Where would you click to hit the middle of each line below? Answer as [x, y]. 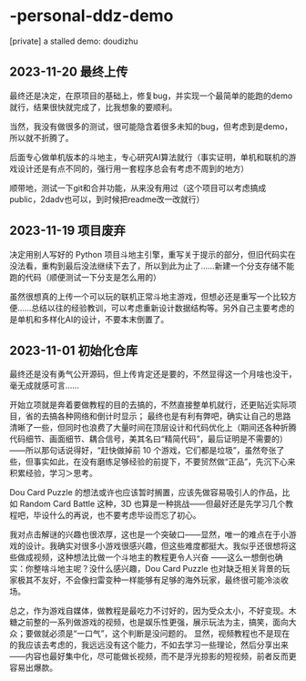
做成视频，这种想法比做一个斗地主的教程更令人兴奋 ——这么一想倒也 [146, 557]
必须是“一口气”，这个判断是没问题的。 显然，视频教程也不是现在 [169, 634]
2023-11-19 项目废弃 [67, 231]
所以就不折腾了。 [41, 137]
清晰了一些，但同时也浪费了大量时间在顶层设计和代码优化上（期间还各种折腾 [153, 428]
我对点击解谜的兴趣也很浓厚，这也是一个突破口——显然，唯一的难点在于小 [149, 534]
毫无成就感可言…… [45, 386]
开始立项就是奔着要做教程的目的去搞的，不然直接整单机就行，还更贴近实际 [149, 405]
